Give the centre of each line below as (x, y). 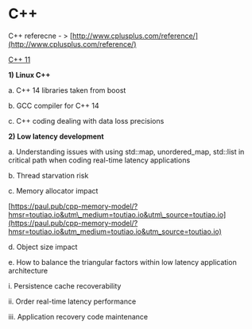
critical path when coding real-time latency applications (99, 160)
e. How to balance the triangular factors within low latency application (122, 262)
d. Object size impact (43, 247)
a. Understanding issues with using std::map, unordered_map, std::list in (126, 151)
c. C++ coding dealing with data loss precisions (86, 121)
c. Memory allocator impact (53, 190)
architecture (28, 270)
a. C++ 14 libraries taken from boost (67, 90)
